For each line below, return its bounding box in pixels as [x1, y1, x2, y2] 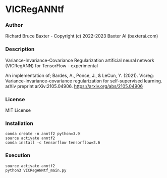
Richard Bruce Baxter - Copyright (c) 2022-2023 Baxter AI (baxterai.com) [5, 33, 158, 39]
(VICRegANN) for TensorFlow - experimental [5, 62, 98, 69]
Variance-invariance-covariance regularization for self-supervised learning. [5, 77, 162, 84]
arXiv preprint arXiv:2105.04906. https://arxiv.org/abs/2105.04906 [5, 83, 143, 89]
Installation [5, 120, 34, 127]
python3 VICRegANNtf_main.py [5, 168, 67, 173]
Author [5, 22, 23, 29]
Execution [5, 152, 31, 159]
